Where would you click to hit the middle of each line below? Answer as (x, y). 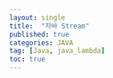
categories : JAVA (41, 43)
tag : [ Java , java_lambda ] (57, 51)
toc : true (28, 59)
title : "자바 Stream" (49, 26)
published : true (39, 34)
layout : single (37, 17)
